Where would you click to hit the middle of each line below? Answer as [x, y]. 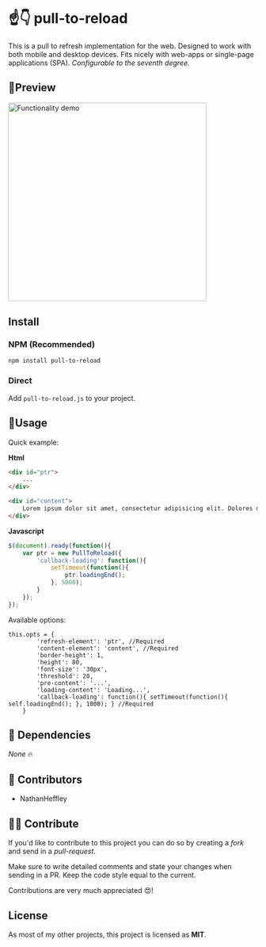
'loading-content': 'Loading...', [93, 690]
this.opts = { [32, 634]
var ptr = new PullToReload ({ [72, 553]
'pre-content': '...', [74, 683]
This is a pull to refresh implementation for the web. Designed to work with [130, 46]
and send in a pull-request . [52, 851]
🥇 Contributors [46, 779]
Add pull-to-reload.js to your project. [72, 398]
